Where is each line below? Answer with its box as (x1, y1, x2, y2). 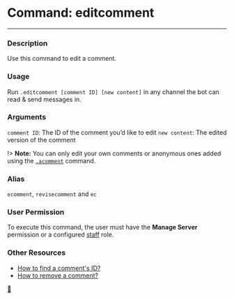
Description (7, 38, 48, 48)
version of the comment (7, 135, 76, 144)
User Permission (7, 207, 65, 217)
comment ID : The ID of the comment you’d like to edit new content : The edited (7, 128, 227, 137)
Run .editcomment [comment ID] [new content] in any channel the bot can (7, 87, 219, 96)
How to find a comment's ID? (17, 264, 101, 272)
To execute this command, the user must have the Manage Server (7, 223, 198, 232)
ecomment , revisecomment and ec (7, 190, 97, 198)
